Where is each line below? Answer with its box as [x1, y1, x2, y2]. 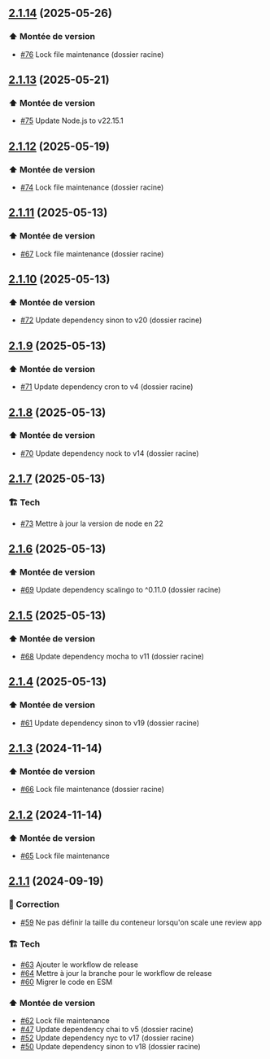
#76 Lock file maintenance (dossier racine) [20, 49, 164, 59]
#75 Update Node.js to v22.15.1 [20, 116, 124, 125]
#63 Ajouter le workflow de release [20, 960, 138, 969]
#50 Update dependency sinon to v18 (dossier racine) [20, 1042, 201, 1052]
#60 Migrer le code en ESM [20, 977, 113, 987]
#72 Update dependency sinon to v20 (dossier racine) [20, 315, 202, 325]
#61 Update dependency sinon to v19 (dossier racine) [20, 718, 200, 728]
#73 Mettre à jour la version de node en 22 [20, 519, 164, 528]
